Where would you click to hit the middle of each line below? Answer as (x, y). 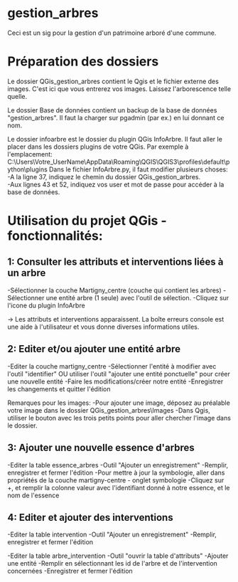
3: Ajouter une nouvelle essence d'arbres (101, 448)
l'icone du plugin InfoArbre (46, 305)
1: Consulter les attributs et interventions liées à (115, 262)
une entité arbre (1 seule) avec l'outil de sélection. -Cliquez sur (137, 297)
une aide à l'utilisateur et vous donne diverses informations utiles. (103, 327)
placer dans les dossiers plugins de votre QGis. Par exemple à (98, 147)
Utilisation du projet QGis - (87, 221)
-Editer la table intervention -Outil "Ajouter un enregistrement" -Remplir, (112, 534)
